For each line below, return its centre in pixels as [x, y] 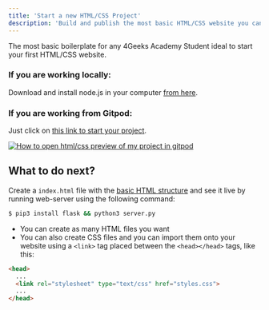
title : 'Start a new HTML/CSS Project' [75, 16]
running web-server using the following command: [92, 199]
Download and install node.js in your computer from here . [103, 92]
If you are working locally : [60, 75]
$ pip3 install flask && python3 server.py [82, 213]
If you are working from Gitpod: [70, 113]
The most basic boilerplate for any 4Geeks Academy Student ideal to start [130, 46]
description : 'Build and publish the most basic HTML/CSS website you [128, 23]
